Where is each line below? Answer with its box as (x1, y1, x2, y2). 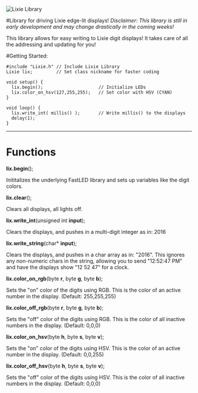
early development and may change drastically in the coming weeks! (6, 24, 174, 30)
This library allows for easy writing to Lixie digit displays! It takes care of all (6, 35, 189, 41)
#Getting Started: (6, 52, 48, 59)
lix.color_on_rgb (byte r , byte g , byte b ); (6, 275, 103, 282)
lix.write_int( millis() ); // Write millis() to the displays (11, 110, 186, 116)
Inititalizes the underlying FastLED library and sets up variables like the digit (6, 176, 190, 183)
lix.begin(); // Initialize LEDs (11, 84, 146, 90)
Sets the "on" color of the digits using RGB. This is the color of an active (6, 286, 181, 293)
